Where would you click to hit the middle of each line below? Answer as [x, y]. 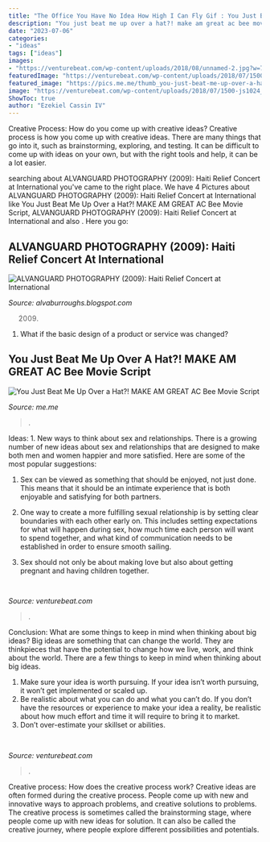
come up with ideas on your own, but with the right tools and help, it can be [133, 155]
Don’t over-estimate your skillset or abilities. [93, 725]
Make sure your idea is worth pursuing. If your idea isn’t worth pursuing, [139, 682]
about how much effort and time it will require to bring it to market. [130, 716]
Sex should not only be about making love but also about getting [127, 562]
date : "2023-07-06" [41, 31]
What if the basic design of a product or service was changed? [124, 334]
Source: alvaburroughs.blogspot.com [70, 302]
